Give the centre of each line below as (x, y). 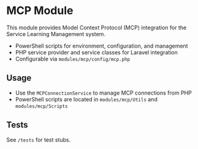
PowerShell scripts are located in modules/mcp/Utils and (86, 99)
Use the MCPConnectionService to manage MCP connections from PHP (103, 93)
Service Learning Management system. (56, 34)
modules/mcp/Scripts (41, 106)
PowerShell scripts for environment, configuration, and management (101, 46)
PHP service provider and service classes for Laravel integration (96, 52)
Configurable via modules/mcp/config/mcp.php (73, 59)
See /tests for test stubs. (39, 140)
